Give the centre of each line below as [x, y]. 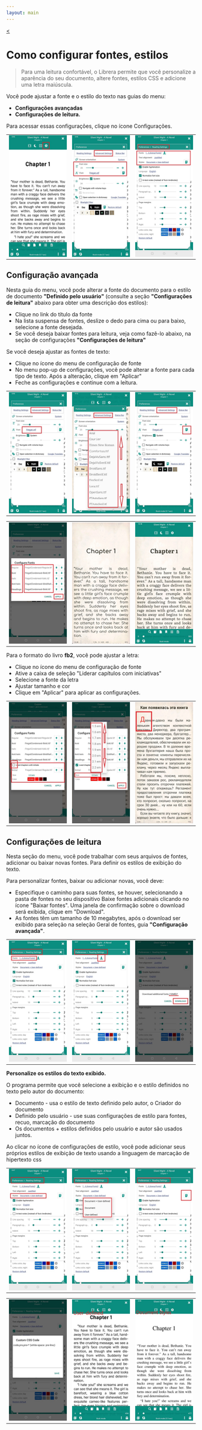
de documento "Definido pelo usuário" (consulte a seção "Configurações [99, 296]
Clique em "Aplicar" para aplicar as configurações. [78, 692]
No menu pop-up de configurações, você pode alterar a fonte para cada [105, 369]
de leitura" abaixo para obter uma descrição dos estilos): [77, 303]
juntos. [23, 1135]
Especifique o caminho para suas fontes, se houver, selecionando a [99, 892]
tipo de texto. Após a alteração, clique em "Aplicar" [78, 376]
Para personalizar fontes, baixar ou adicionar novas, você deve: [85, 881]
